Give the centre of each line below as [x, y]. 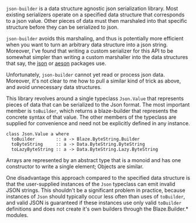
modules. [17, 215]
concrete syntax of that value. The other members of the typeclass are [91, 117]
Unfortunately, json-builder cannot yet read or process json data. [85, 75]
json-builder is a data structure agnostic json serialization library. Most [92, 8]
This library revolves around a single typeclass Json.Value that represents [95, 98]
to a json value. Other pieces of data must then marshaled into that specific [97, 21]
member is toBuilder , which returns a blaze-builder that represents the [92, 111]
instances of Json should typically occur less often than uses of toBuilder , [96, 196]
